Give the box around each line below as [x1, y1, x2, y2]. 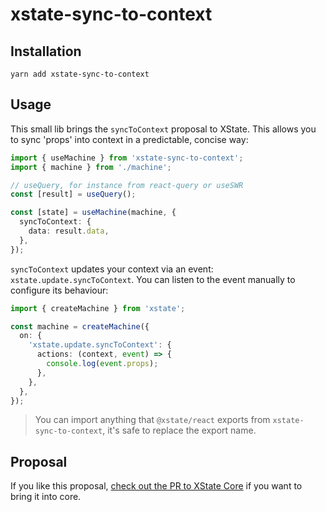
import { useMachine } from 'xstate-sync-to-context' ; [10, 153, 244, 163]
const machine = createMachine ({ [10, 321, 150, 332]
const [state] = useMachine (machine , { [10, 208, 177, 218]
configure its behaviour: [10, 284, 109, 296]
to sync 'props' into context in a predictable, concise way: [10, 133, 249, 145]
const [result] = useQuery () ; [10, 189, 137, 200]
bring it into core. [10, 491, 82, 503]
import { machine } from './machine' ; [10, 162, 172, 172]
